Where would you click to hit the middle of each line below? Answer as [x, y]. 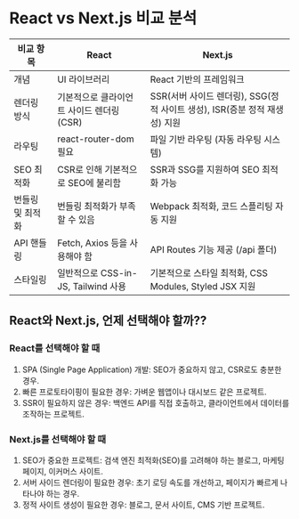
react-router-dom [96, 139]
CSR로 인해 [80, 169]
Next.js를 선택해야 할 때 [58, 439]
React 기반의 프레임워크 [197, 79]
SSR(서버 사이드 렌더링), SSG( [210, 96]
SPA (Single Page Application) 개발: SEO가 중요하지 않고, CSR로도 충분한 [152, 369]
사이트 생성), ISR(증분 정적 [213, 109]
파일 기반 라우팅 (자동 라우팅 [206, 139]
